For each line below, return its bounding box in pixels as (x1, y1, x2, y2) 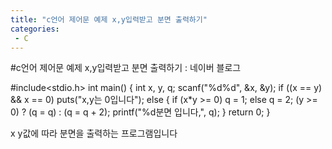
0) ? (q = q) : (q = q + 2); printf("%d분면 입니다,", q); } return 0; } (10, 106, 271, 118)
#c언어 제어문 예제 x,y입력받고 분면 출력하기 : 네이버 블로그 (10, 62, 242, 74)
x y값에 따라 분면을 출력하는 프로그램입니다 (10, 127, 178, 140)
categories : (10, 24, 60, 34)
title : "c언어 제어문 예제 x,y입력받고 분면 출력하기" (10, 14, 208, 25)
